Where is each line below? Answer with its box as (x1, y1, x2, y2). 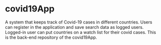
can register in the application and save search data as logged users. (5, 24, 144, 30)
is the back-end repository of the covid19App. (5, 34, 98, 40)
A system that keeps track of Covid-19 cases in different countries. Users (5, 19, 153, 25)
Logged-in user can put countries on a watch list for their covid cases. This (5, 29, 156, 35)
